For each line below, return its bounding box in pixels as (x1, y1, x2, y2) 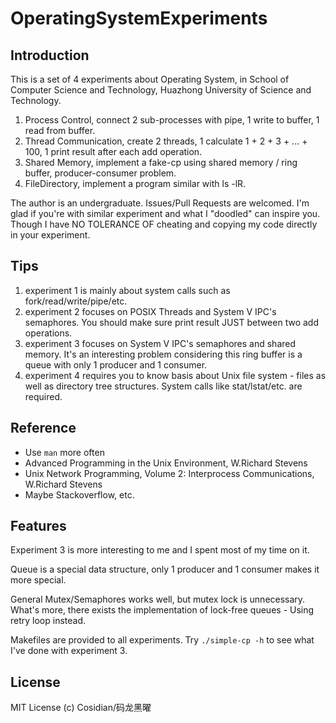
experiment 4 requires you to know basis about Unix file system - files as (24, 369, 327, 381)
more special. (10, 574, 67, 586)
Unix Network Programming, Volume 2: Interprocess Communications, (24, 467, 315, 479)
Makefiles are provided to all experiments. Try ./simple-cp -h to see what (10, 634, 315, 646)
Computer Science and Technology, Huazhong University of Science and (10, 84, 312, 96)
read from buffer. (24, 125, 96, 136)
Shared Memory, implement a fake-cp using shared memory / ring (24, 157, 298, 168)
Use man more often (24, 446, 105, 458)
